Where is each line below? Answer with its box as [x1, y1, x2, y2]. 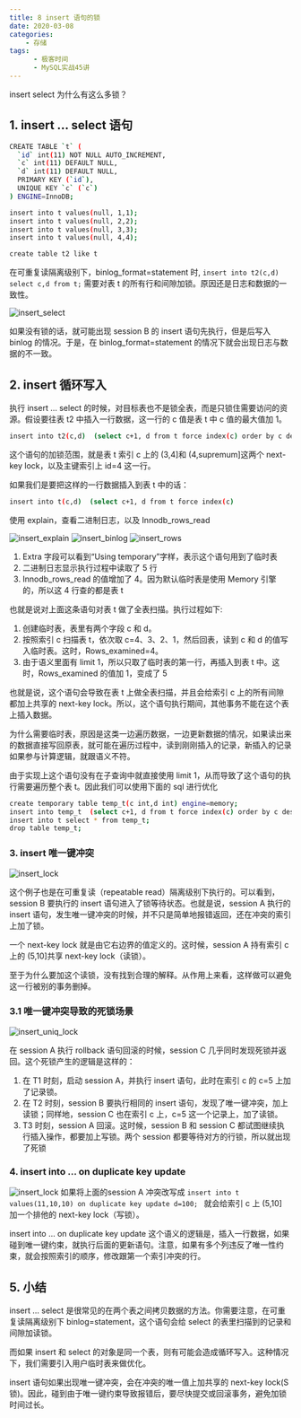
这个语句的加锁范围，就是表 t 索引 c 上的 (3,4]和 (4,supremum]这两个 [9, 449, 264, 460]
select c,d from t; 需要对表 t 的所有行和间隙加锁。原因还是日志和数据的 [9, 278, 279, 289]
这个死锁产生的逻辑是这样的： [24, 1055, 135, 1066]
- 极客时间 [32, 55, 69, 64]
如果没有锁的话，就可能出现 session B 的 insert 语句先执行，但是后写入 [9, 326, 271, 337]
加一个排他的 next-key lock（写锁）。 [9, 1209, 145, 1221]
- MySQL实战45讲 [32, 64, 90, 73]
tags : [9, 47, 30, 56]
